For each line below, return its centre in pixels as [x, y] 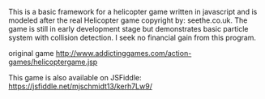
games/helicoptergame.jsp [53, 62]
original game [31, 53]
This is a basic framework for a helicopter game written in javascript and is [133, 12]
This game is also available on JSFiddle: [75, 77]
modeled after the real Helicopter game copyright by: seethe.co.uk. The [128, 20]
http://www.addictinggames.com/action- [124, 53]
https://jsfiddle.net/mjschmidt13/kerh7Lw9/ [80, 86]
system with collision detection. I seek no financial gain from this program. [132, 37]
